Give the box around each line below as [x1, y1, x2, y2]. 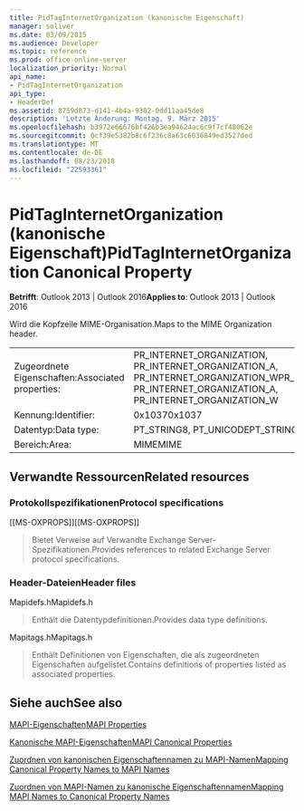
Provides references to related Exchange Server [91, 545, 271, 555]
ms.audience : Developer [9, 38, 100, 48]
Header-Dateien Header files [9, 576, 137, 589]
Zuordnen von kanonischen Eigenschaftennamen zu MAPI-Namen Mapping [9, 754, 289, 766]
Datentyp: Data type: [14, 423, 100, 436]
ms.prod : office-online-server [9, 55, 128, 64]
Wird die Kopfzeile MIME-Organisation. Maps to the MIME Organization [9, 319, 272, 330]
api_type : [9, 89, 47, 98]
